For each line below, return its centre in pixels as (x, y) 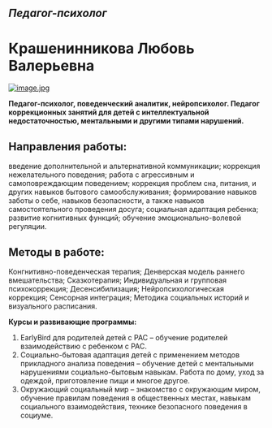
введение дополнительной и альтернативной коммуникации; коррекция (134, 166)
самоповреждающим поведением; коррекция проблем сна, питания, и (133, 184)
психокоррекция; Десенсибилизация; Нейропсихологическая (117, 288)
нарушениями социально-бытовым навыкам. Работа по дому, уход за (142, 372)
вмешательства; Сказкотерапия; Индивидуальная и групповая (118, 280)
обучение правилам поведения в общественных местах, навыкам (136, 398)
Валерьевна (52, 65)
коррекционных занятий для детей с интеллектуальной (109, 112)
